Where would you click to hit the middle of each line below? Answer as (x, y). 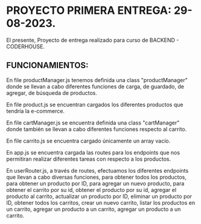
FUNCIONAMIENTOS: (47, 66)
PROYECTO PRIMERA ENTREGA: (89, 11)
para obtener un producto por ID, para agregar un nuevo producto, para (95, 183)
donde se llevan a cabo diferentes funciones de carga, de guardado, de (95, 86)
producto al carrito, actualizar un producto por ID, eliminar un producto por (99, 196)
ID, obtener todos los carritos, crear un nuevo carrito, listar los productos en (101, 202)
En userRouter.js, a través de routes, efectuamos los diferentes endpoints (97, 170)
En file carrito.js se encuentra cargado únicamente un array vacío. (88, 141)
